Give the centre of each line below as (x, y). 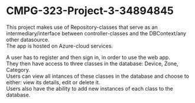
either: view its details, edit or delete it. (53, 82)
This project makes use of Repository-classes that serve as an (82, 27)
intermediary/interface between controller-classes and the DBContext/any (96, 33)
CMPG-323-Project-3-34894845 (90, 11)
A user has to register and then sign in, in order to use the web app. (88, 57)
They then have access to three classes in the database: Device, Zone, (92, 64)
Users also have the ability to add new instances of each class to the (90, 88)
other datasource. (28, 39)
